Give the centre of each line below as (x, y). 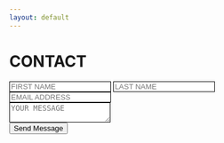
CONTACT (48, 61)
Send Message (39, 128)
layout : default (39, 17)
